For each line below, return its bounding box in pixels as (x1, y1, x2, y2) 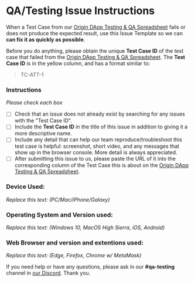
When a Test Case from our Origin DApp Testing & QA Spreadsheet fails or (6, 23, 186, 30)
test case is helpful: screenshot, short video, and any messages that (14, 142, 180, 150)
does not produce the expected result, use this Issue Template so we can (6, 29, 183, 36)
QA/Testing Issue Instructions (6, 4, 155, 18)
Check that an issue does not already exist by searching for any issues (14, 110, 186, 118)
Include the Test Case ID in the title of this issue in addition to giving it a (14, 123, 188, 130)
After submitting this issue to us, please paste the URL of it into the (14, 155, 176, 162)
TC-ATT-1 (20, 71, 44, 78)
